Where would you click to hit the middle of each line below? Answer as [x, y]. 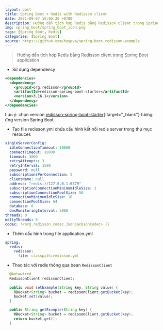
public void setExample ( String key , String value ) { [64, 287]
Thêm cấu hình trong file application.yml [52, 234]
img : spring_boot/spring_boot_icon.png [45, 28]
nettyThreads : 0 [21, 220]
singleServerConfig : [26, 143]
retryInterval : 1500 [30, 166]
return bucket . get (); [35, 319]
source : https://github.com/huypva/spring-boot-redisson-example [72, 41]
